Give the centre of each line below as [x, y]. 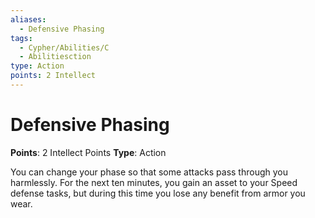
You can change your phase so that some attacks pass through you [149, 172]
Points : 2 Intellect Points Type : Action [88, 152]
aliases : [28, 19]
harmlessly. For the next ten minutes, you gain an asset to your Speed [154, 182]
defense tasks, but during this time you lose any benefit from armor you [158, 193]
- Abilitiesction [55, 57]
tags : [21, 38]
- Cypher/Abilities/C [64, 47]
